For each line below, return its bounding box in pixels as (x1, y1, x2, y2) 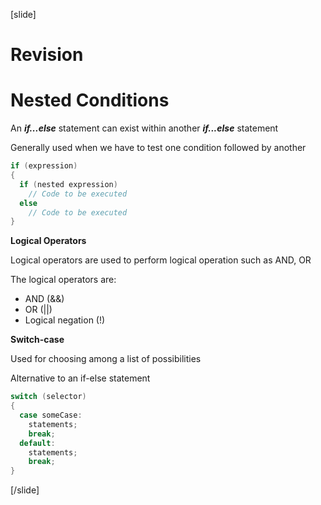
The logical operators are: (10, 274, 117, 286)
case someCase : (19, 410, 83, 420)
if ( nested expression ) (19, 179, 118, 189)
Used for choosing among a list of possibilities (10, 353, 202, 365)
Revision (10, 44, 84, 66)
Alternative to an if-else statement (10, 372, 151, 384)
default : (19, 438, 56, 448)
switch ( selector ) (10, 392, 87, 402)
